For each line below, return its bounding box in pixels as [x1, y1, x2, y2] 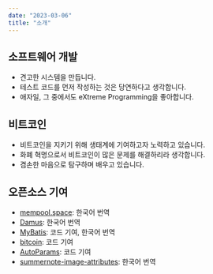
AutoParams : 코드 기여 [19, 246, 92, 257]
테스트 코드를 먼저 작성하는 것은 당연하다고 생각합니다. [19, 82, 187, 92]
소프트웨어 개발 [8, 50, 78, 63]
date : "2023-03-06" [8, 11, 73, 20]
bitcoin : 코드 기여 [19, 237, 73, 246]
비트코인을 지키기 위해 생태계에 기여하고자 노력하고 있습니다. [19, 140, 206, 150]
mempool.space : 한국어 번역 [19, 207, 110, 217]
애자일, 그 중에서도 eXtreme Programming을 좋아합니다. [19, 92, 195, 102]
